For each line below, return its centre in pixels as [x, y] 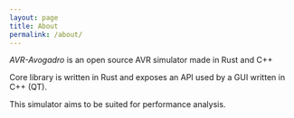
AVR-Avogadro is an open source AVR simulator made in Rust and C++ [141, 60]
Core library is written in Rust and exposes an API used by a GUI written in [147, 77]
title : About [34, 26]
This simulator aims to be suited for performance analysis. [118, 104]
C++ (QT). [28, 87]
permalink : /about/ [46, 34]
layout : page [34, 18]
